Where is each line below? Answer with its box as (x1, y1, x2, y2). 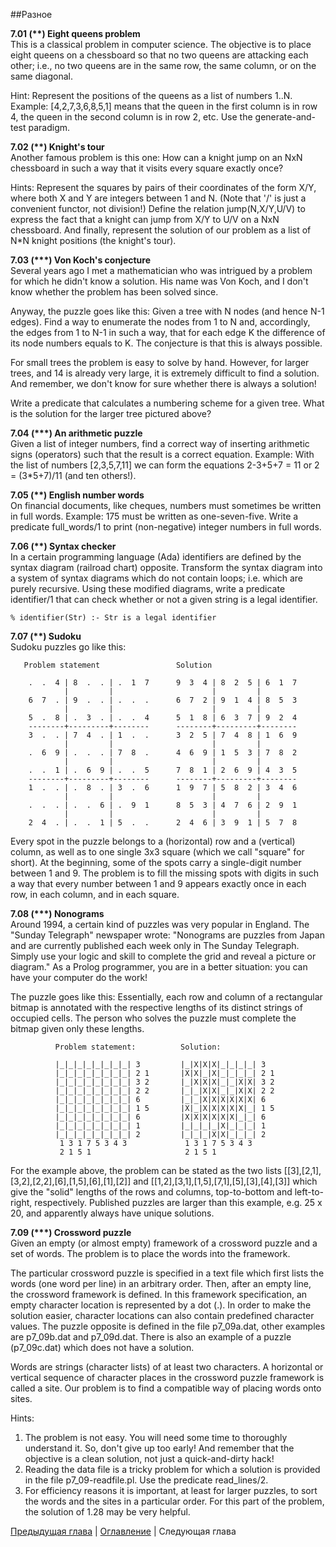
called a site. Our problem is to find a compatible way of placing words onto (10, 1382, 322, 1394)
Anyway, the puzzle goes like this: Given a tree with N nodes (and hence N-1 (10, 305, 325, 317)
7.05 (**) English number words (10, 489, 145, 501)
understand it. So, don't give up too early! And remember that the (24, 1442, 295, 1454)
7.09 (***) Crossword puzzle (10, 1227, 132, 1238)
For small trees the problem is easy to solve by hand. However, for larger (10, 357, 310, 368)
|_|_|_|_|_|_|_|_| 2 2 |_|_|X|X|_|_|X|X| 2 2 (54, 1086, 275, 1096)
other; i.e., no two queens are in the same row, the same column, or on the (10, 60, 317, 71)
